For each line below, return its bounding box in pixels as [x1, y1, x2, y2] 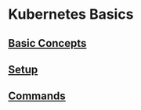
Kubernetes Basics [8, 5, 134, 23]
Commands [8, 90, 67, 103]
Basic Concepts [8, 37, 87, 50]
